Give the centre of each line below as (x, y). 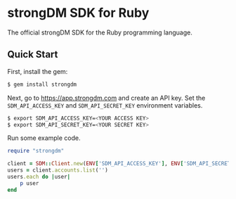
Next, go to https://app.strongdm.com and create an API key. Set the (106, 98)
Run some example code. (44, 138)
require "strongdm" (36, 151)
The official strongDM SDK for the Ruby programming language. (100, 32)
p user (29, 183)
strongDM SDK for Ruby (78, 13)
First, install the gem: (38, 71)
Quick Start (33, 54)
